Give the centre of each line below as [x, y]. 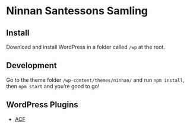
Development [32, 65]
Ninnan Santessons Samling [77, 11]
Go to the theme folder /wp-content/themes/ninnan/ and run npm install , [95, 80]
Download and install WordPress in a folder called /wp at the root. [85, 47]
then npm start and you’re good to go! [53, 86]
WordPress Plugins [42, 105]
